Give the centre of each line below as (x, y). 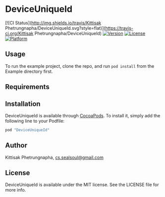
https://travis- (119, 28)
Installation (23, 104)
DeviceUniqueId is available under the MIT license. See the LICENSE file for (82, 185)
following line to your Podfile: (35, 121)
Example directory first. (29, 71)
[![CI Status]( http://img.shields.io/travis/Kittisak (53, 23)
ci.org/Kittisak (19, 33)
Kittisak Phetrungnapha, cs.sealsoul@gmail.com (55, 157)
